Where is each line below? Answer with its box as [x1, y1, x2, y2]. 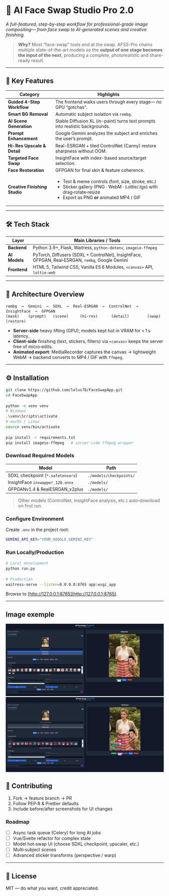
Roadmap [6, 818, 30, 825]
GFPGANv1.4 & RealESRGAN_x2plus [8, 486, 84, 492]
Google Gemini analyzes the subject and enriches [55, 130, 157, 136]
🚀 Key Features [6, 77, 54, 85]
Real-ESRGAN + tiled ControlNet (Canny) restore [55, 142, 157, 148]
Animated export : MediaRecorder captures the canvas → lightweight [13, 349, 156, 355]
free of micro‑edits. [13, 343, 53, 350]
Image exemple [6, 610, 55, 619]
